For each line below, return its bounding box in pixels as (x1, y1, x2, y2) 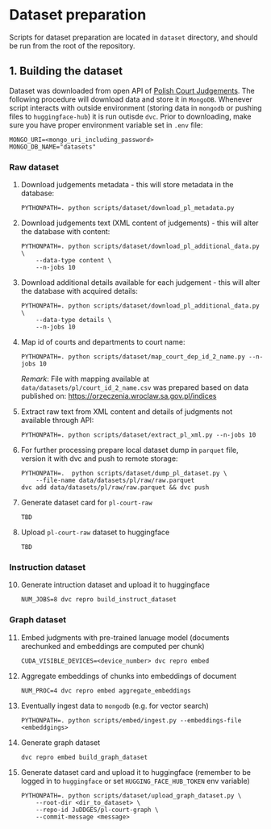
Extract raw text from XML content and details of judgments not (20, 407, 233, 417)
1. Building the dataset (9, 65, 123, 78)
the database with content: (20, 227, 110, 237)
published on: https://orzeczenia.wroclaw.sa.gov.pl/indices (20, 391, 217, 401)
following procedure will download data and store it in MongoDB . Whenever (9, 94, 253, 104)
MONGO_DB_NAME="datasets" (9, 143, 96, 151)
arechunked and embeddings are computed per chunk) (20, 641, 205, 651)
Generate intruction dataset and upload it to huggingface (20, 580, 211, 590)
